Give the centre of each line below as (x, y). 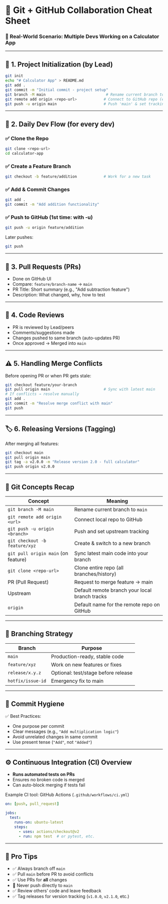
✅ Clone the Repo (27, 138)
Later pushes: (19, 237)
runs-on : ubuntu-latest (39, 822)
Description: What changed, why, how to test (59, 294)
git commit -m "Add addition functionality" (52, 205)
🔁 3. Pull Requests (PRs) (43, 267)
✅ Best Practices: (23, 716)
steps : (21, 827)
